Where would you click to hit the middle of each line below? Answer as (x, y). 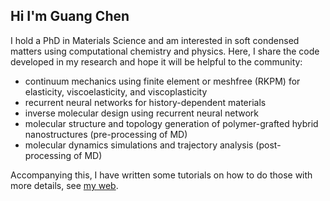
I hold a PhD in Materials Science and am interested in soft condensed (155, 40)
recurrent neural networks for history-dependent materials (145, 102)
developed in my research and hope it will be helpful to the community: (156, 61)
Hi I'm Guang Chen (70, 16)
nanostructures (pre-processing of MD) (106, 134)
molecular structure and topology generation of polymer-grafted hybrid (171, 123)
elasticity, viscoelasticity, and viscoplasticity (116, 91)
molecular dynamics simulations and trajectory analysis (139, 145)
